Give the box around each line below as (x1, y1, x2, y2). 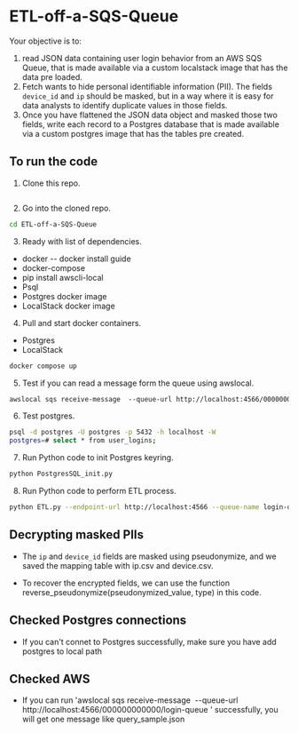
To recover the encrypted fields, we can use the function (21, 578, 231, 588)
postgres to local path (21, 646, 103, 657)
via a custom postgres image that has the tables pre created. (21, 128, 245, 139)
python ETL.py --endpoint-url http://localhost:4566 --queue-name (9, 503, 260, 512)
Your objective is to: (9, 36, 82, 46)
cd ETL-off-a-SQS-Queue (9, 219, 98, 228)
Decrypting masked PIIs (9, 527, 145, 543)
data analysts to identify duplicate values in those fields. (21, 100, 228, 110)
